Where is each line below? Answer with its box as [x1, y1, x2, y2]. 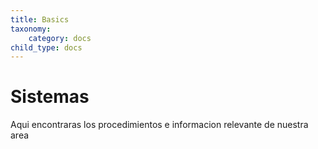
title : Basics [10, 14, 70, 25]
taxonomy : [10, 24, 52, 34]
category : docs [28, 33, 92, 43]
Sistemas [10, 86, 90, 108]
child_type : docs [10, 42, 83, 53]
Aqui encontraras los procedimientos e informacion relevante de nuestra [10, 119, 309, 131]
